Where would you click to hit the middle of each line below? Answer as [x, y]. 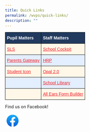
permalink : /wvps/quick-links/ [37, 15]
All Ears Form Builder [63, 94]
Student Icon [19, 72]
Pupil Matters [20, 38]
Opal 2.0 [51, 72]
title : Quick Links [25, 10]
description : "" [21, 20]
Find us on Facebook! [27, 107]
